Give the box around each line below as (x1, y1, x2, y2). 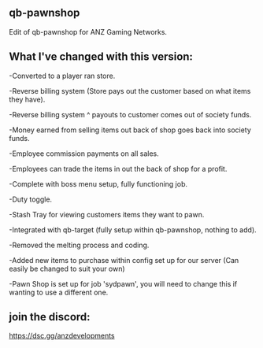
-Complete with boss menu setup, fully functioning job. (9, 179, 188, 188)
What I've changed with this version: (9, 50, 194, 64)
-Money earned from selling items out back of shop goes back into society (9, 125, 251, 135)
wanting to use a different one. (9, 287, 109, 297)
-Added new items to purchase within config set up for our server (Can (9, 255, 239, 265)
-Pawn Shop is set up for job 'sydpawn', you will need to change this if (9, 279, 238, 288)
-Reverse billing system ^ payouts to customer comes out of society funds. (9, 109, 252, 119)
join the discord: (9, 310, 91, 324)
